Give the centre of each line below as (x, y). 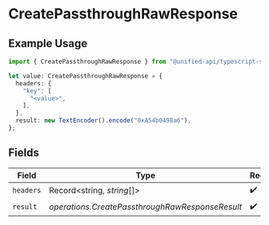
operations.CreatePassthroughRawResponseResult (146, 207)
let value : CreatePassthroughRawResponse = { (85, 76)
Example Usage (48, 43)
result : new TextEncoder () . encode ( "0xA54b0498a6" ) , (104, 120)
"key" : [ (37, 91)
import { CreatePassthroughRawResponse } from (87, 61)
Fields (24, 153)
